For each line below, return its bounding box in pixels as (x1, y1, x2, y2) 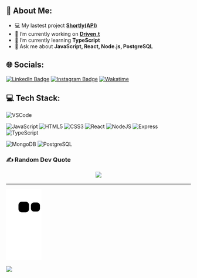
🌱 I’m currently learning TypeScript (14, 36, 100, 43)
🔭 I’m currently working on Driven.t (14, 30, 100, 37)
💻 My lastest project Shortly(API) (14, 22, 98, 29)
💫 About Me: (6, 6, 53, 16)
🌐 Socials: (6, 60, 45, 70)
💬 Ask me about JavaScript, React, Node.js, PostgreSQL (14, 42, 154, 50)
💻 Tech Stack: (6, 93, 60, 103)
